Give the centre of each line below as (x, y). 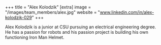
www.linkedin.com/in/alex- (127, 12)
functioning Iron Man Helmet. (35, 37)
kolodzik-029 (18, 17)
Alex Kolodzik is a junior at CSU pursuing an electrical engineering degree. (80, 27)
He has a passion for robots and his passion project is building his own (77, 32)
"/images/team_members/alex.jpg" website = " (52, 12)
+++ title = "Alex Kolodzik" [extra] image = (48, 7)
